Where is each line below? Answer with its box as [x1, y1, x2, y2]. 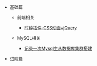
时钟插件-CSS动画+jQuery [24, 25, 77, 31]
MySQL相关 [17, 35, 40, 41]
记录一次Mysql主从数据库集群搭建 [24, 46, 93, 51]
